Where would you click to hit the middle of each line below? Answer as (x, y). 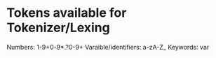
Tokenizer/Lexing (58, 28)
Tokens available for (67, 13)
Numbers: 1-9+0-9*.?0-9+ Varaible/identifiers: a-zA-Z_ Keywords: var (108, 47)
